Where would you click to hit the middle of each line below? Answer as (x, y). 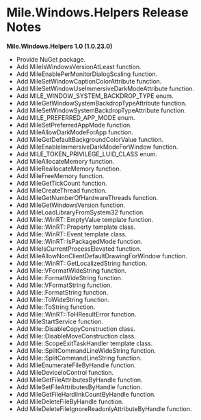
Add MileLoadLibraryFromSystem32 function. (80, 212)
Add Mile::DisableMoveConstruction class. (76, 336)
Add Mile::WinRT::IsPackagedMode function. (79, 241)
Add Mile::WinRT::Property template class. (76, 227)
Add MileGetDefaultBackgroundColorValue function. (90, 139)
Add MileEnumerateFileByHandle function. (76, 365)
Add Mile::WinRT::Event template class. (71, 234)
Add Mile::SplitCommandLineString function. (79, 358)
